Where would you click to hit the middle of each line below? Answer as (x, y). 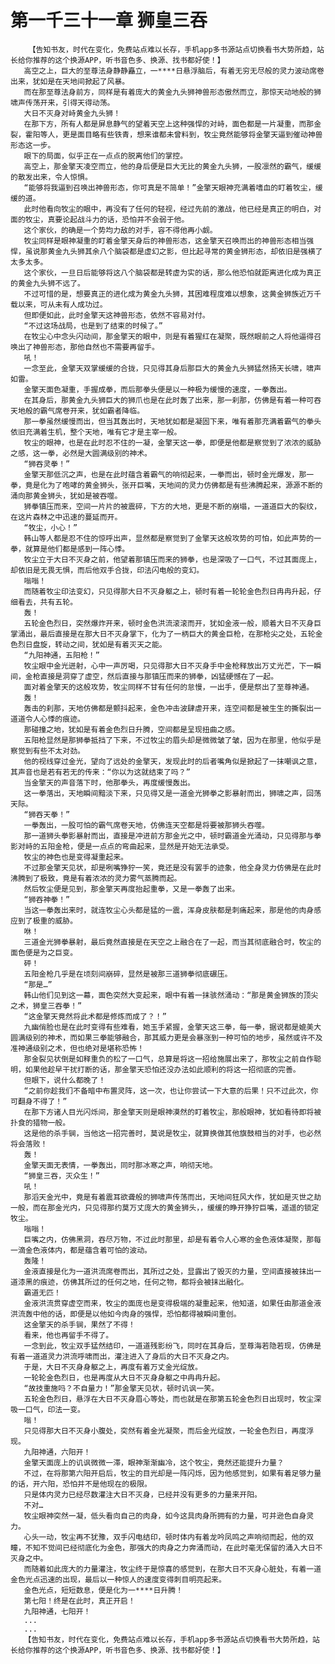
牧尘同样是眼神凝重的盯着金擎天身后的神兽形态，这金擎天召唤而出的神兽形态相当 (165, 241)
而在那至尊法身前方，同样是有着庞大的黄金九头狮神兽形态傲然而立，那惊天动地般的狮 (172, 92)
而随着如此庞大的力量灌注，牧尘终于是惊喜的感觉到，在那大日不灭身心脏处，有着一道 (172, 1569)
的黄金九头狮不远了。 (47, 283)
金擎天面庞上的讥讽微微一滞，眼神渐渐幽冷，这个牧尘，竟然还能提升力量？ (154, 1462)
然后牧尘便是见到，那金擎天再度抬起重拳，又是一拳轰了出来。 (131, 889)
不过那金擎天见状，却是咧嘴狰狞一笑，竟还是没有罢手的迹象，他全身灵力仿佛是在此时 (172, 867)
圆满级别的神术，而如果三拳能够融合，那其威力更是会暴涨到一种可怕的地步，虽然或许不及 (166, 1037)
